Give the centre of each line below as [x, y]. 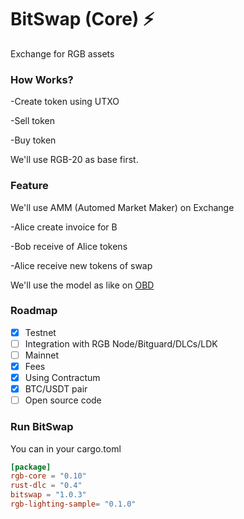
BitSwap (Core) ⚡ [82, 19]
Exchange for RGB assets [62, 53]
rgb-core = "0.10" [48, 476]
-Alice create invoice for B [64, 227]
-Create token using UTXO [65, 102]
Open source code [63, 400]
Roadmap [34, 311]
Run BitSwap [42, 427]
